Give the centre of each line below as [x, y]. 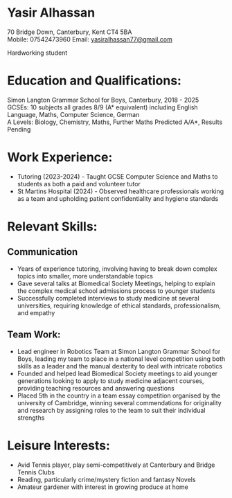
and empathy [36, 312]
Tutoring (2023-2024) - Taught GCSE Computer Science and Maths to [117, 176]
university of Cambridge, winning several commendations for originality [119, 402]
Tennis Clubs [36, 472]
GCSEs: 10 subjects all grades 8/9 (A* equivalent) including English [103, 107]
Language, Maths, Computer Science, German [73, 114]
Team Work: [34, 335]
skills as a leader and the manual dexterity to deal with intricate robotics [120, 366]
